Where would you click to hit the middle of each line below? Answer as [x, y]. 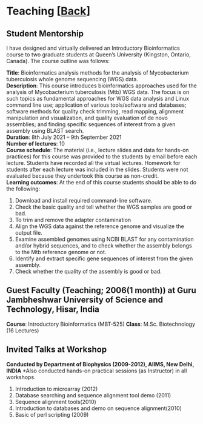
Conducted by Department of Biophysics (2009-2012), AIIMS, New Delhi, [100, 364]
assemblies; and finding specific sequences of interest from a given [91, 124]
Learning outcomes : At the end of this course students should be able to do [101, 182]
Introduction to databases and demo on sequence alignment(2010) [98, 408]
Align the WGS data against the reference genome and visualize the [100, 226]
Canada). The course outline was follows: [58, 61]
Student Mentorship [45, 34]
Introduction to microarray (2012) [56, 389]
